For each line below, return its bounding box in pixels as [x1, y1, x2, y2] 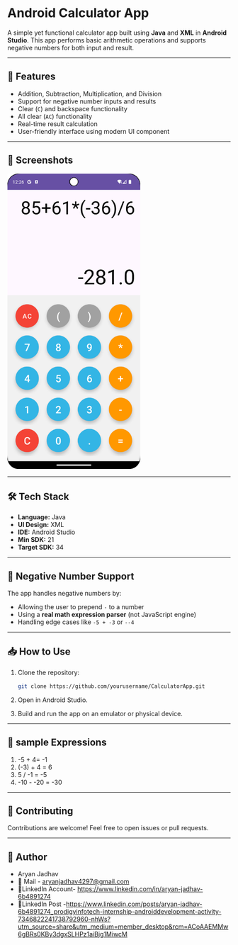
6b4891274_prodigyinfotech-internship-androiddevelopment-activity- [17, 907, 222, 916]
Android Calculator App [7, 5, 149, 21]
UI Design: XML [17, 521, 64, 529]
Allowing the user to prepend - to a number [17, 603, 144, 611]
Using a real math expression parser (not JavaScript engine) [17, 611, 197, 618]
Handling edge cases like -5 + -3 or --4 [17, 618, 135, 626]
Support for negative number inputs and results [17, 97, 157, 106]
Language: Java [17, 513, 66, 521]
